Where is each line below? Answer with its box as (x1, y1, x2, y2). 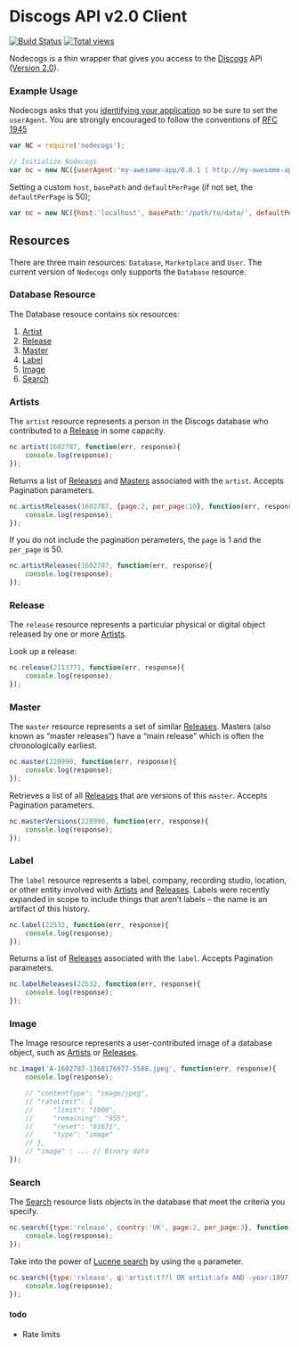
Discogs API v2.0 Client (9, 6, 188, 27)
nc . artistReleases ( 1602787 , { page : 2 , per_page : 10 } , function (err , (9, 502, 261, 511)
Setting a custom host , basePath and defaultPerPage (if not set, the (9, 181, 254, 193)
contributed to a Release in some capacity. (9, 425, 166, 436)
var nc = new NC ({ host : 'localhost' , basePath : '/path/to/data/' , (9, 208, 253, 218)
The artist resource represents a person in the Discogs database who (9, 416, 269, 427)
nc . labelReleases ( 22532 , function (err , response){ (9, 980, 201, 989)
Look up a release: (9, 646, 77, 657)
